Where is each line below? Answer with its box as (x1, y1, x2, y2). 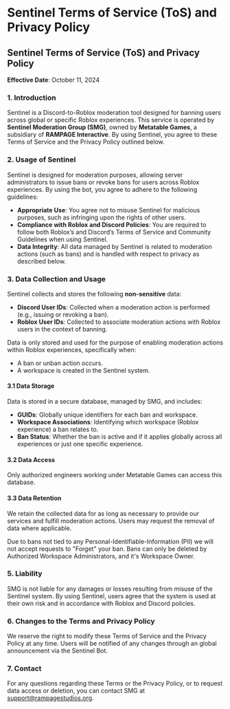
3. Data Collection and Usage (7, 274, 106, 283)
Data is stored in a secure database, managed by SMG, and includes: (7, 397, 203, 406)
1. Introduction (7, 93, 56, 102)
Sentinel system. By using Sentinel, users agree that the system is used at (7, 591, 216, 600)
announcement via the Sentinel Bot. (7, 646, 108, 655)
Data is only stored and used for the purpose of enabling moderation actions (7, 338, 224, 347)
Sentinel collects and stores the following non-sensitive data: (7, 290, 182, 298)
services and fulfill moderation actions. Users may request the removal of (7, 516, 215, 525)
